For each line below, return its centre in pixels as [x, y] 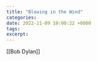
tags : [13, 29]
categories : [21, 18]
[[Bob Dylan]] [23, 51]
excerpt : [17, 34]
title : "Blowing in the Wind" [45, 12]
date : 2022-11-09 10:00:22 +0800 [49, 23]
